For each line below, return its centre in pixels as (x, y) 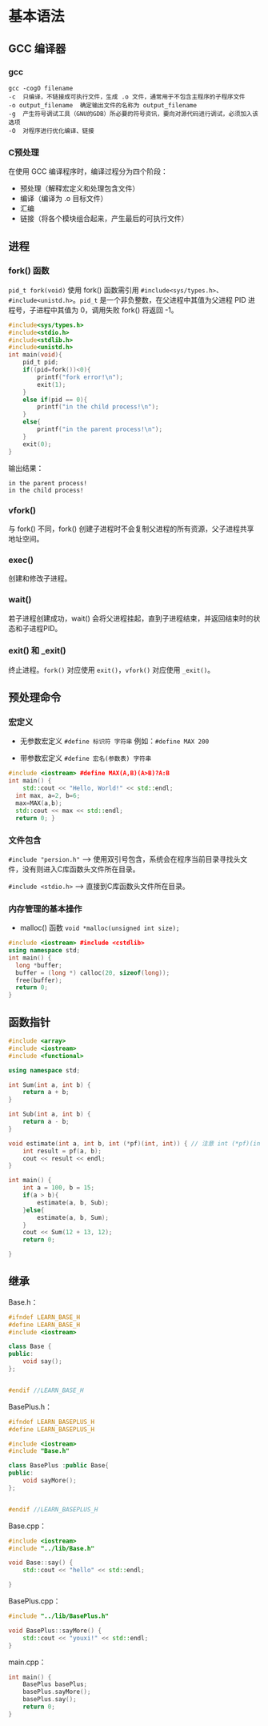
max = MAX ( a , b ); (39, 803)
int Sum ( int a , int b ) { (50, 1085)
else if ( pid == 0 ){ (55, 400)
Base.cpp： (27, 1526)
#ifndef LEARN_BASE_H (44, 1317)
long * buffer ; (39, 965)
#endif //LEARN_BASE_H (46, 1390)
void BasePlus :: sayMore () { (55, 1631)
